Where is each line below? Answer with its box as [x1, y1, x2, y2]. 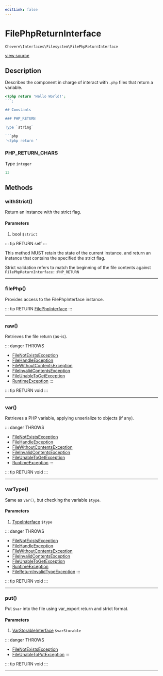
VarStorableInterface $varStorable [12, 627, 81, 634]
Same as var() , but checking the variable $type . [5, 497, 101, 503]
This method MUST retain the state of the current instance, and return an [5, 250, 151, 255]
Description [5, 67, 41, 75]
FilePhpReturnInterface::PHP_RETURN [5, 270, 79, 274]
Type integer [5, 161, 32, 167]
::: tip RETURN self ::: [5, 240, 47, 246]
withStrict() [5, 198, 33, 204]
